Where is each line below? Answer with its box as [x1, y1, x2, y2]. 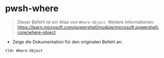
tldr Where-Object [5, 48, 43, 53]
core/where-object [17, 29, 56, 35]
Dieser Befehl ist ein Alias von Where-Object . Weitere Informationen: [17, 19, 155, 25]
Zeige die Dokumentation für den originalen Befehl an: [12, 39, 123, 44]
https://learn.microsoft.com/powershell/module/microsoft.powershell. [17, 24, 159, 30]
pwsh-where [5, 3, 59, 14]
